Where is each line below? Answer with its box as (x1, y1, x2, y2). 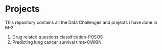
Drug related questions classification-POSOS (12, 34, 103, 40)
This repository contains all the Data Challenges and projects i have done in (5, 19, 158, 25)
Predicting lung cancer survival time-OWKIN (12, 39, 102, 45)
